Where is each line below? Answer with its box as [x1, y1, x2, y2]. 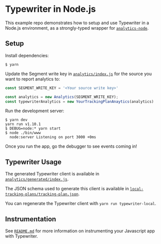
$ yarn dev [5, 118, 28, 122]
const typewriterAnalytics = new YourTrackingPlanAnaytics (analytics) [5, 99, 154, 104]
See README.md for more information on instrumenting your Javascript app [5, 228, 155, 234]
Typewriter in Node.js [5, 3, 96, 15]
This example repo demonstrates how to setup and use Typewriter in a [5, 20, 150, 26]
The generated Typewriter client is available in [5, 171, 100, 177]
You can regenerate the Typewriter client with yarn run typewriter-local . [5, 201, 157, 206]
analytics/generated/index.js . [5, 176, 69, 182]
